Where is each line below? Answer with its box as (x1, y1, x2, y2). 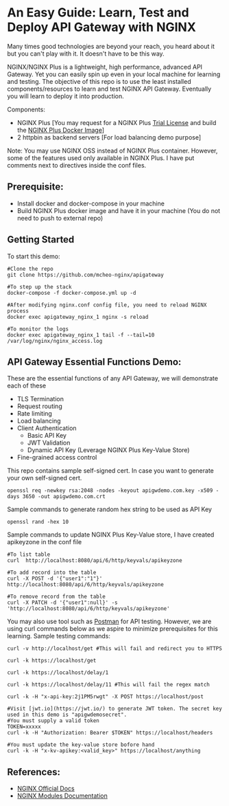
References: (7, 766, 60, 778)
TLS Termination (16, 395, 64, 403)
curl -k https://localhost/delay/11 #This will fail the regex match (7, 682, 210, 689)
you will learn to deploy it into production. (7, 91, 125, 100)
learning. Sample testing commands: (7, 632, 111, 640)
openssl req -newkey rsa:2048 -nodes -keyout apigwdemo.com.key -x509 (7, 487, 213, 494)
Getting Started (7, 234, 75, 245)
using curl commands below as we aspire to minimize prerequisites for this (7, 625, 218, 633)
